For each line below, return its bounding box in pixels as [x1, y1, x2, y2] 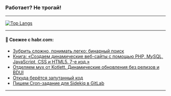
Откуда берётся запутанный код [12, 75, 83, 81]
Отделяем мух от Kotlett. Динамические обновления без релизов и [12, 64, 160, 70]
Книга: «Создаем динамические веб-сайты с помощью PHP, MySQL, [12, 53, 163, 59]
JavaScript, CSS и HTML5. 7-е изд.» [12, 59, 90, 65]
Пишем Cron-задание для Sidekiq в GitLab [12, 80, 104, 86]
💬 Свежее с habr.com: [5, 36, 54, 42]
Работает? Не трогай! [5, 4, 62, 11]
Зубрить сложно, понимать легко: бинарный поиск [12, 47, 125, 54]
